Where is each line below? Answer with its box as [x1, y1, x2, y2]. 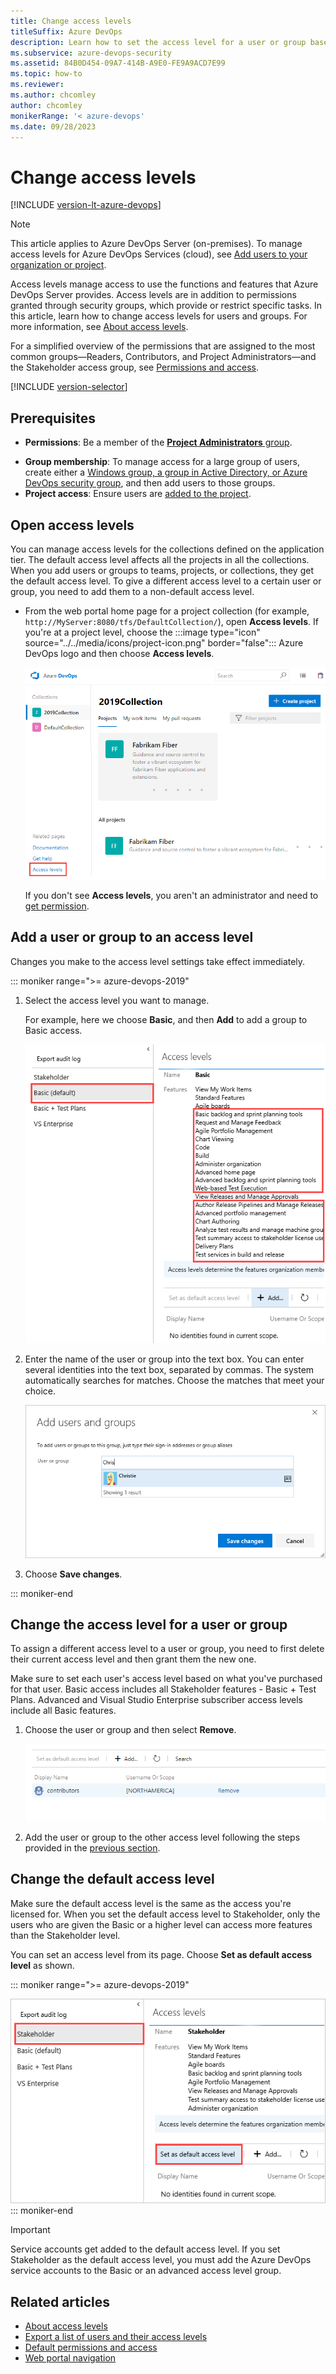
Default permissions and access [24, 2341, 158, 2354]
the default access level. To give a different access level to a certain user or [10, 575, 322, 587]
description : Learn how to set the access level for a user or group [10, 37, 307, 47]
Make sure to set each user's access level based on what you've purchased [10, 1673, 323, 1685]
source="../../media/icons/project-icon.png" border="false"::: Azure [24, 636, 304, 649]
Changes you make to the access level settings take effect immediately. [10, 955, 306, 967]
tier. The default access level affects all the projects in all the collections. [10, 553, 310, 565]
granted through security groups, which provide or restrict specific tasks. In [10, 300, 323, 312]
